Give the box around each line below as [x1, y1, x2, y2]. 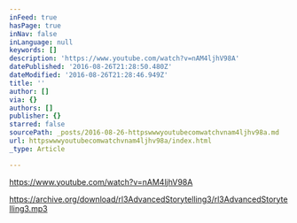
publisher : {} [9, 111, 62, 120]
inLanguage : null [9, 37, 74, 47]
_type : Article [9, 144, 66, 153]
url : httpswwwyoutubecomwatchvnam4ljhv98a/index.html [9, 136, 213, 145]
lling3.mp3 [9, 203, 48, 213]
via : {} [9, 95, 38, 104]
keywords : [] [9, 46, 58, 55]
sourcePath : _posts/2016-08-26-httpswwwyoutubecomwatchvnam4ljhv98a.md [9, 128, 279, 137]
